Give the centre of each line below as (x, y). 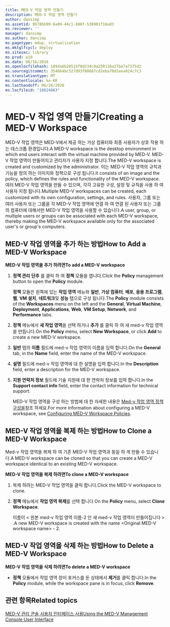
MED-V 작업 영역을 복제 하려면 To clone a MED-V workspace (67, 474)
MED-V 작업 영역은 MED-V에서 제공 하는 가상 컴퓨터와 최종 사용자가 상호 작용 (82, 142)
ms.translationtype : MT (30, 76)
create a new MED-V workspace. (47, 337)
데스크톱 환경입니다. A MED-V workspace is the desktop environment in (83, 149)
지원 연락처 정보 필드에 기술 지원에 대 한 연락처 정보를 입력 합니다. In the (83, 380)
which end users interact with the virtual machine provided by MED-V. (78, 155)
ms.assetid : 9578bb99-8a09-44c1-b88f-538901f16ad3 (60, 24)
